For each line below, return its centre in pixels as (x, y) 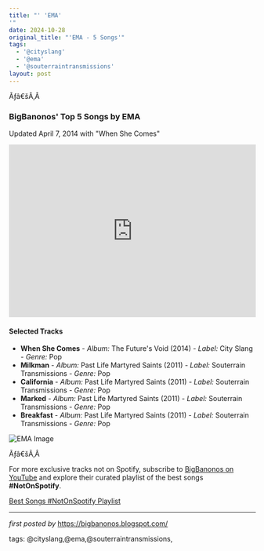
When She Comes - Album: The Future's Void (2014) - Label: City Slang (136, 348)
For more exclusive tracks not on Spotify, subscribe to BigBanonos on (121, 469)
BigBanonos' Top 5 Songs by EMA (75, 116)
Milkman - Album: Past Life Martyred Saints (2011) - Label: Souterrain (133, 365)
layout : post (30, 74)
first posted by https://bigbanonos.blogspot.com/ (89, 524)
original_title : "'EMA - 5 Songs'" (67, 37)
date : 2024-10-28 (37, 30)
